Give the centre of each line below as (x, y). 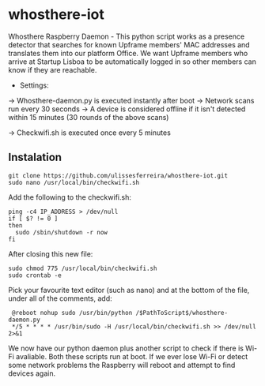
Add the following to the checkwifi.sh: (70, 197)
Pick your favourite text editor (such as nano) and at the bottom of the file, (129, 290)
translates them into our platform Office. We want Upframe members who (128, 53)
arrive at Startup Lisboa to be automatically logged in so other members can (132, 62)
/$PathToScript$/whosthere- (182, 313)
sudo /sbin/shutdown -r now (62, 232)
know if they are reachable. (53, 69)
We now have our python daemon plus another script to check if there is (126, 348)
